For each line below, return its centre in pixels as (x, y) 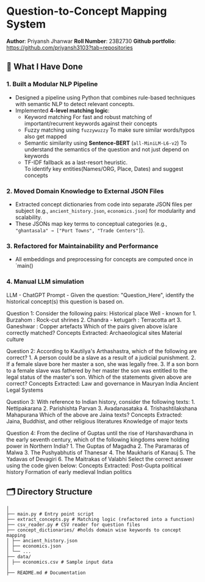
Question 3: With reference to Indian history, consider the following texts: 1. (101, 401)
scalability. (29, 217)
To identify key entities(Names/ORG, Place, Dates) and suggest (104, 168)
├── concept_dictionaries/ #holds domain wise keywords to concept (94, 530)
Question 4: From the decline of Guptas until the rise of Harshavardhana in (100, 433)
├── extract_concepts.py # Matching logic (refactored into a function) (101, 520)
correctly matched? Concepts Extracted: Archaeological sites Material (94, 332)
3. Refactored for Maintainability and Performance (82, 246)
